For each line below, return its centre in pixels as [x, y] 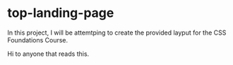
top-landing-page [61, 13]
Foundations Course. [38, 40]
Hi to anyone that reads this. [48, 54]
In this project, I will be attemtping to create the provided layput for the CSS [117, 32]
